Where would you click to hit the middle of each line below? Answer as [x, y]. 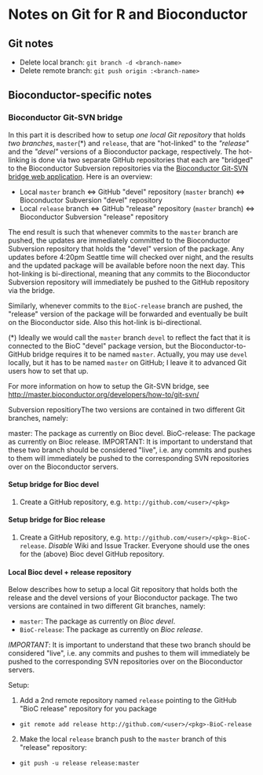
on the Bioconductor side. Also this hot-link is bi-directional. [105, 322]
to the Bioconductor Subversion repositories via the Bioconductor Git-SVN [128, 168]
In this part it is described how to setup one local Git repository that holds [127, 134]
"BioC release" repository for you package [88, 709]
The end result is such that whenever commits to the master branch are [123, 232]
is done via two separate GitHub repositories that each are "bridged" [142, 159]
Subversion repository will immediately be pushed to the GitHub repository [129, 282]
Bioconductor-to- [218, 345]
